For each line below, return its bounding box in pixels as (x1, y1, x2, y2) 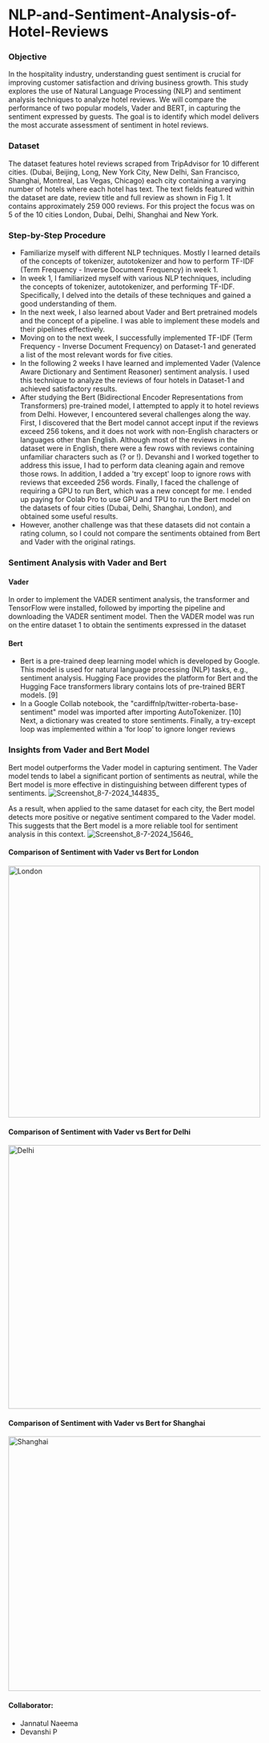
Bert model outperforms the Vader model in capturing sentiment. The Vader (8, 762, 259, 772)
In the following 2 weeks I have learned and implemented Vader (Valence (19, 359, 261, 368)
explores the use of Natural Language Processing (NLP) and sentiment (8, 86, 242, 96)
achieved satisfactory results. (19, 384, 118, 394)
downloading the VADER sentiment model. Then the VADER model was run (8, 612, 255, 621)
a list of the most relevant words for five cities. (19, 350, 174, 359)
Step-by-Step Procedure (8, 230, 106, 241)
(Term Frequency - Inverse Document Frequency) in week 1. (19, 265, 219, 275)
